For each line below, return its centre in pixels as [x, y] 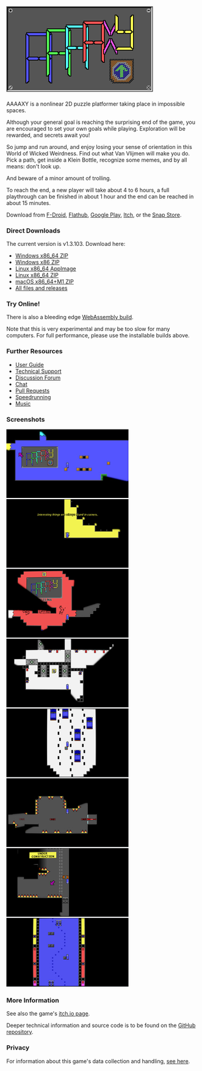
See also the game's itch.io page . [48, 1014]
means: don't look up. [34, 166]
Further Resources [34, 352]
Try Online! [23, 304]
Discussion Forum [38, 377]
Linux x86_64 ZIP [37, 275]
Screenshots [26, 419]
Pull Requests [32, 391]
